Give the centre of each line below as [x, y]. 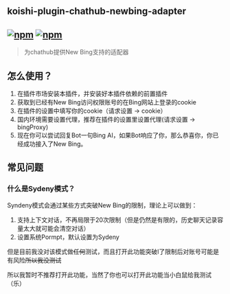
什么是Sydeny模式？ [41, 189]
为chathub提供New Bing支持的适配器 [76, 52]
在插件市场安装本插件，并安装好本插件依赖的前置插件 [92, 94]
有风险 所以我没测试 [34, 260]
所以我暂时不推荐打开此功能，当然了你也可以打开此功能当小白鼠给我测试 [109, 275]
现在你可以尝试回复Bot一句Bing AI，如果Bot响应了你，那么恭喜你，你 [115, 135]
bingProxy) [33, 127]
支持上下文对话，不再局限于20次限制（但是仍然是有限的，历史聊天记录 [117, 220]
